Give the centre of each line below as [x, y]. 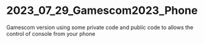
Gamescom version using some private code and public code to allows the [100, 27]
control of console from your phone [51, 33]
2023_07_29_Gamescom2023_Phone [102, 11]
